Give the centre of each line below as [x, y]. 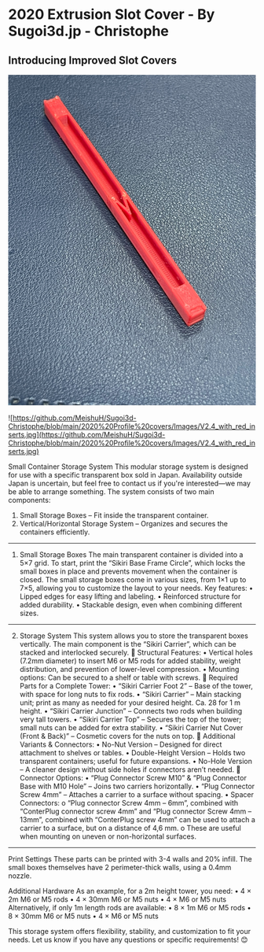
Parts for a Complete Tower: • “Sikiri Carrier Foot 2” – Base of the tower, [136, 686]
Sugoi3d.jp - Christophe [88, 31]
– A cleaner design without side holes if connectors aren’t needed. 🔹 [130, 769]
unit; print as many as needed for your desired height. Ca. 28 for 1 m [130, 703]
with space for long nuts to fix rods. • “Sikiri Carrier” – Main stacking [130, 694]
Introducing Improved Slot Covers [93, 60]
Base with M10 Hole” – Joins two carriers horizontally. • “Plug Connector [137, 786]
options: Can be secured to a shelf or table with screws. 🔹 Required [128, 677]
